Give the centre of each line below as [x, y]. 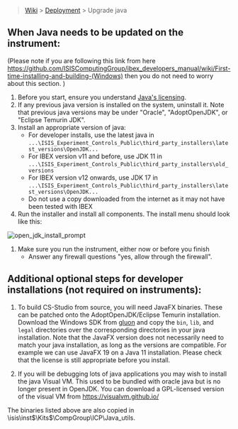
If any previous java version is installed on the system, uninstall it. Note [121, 104]
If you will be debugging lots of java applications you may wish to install [122, 374]
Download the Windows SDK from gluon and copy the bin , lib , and [115, 322]
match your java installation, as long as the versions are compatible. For [122, 344]
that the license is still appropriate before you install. [94, 360]
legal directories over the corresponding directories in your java [111, 330]
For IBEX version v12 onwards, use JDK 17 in [93, 178]
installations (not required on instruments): [104, 290]
